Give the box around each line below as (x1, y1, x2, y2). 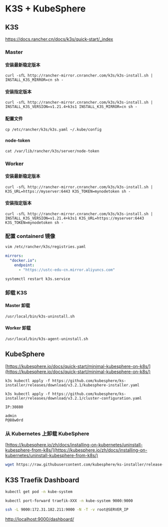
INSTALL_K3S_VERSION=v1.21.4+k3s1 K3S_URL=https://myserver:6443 (5, 216, 144, 221)
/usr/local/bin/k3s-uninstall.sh (5, 313, 75, 319)
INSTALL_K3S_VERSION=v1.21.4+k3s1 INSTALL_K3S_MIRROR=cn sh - (5, 104, 137, 109)
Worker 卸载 (5, 325, 31, 331)
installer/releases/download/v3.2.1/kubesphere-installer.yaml (5, 382, 140, 387)
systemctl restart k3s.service (5, 276, 70, 281)
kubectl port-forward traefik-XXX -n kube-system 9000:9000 (5, 498, 133, 503)
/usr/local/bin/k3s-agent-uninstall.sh (5, 336, 88, 341)
